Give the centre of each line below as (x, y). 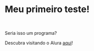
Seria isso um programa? (31, 33)
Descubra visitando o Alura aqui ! (39, 43)
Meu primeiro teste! (47, 9)
